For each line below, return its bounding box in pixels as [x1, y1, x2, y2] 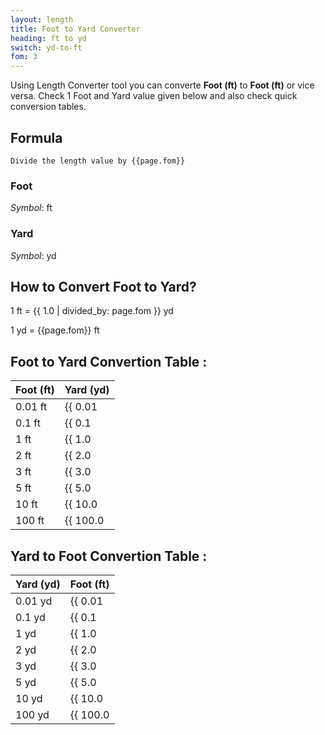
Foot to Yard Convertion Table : [10, 353, 208, 370]
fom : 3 [10, 52, 38, 62]
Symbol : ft [10, 202, 53, 214]
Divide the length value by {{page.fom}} [10, 156, 186, 166]
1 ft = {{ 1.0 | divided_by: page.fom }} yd [10, 305, 174, 317]
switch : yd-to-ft [10, 42, 83, 53]
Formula [10, 129, 63, 146]
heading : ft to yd [10, 33, 87, 43]
